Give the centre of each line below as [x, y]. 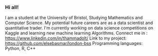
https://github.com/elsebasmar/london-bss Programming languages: [74, 43]
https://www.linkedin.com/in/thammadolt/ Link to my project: [66, 38]
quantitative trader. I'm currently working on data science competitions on [79, 28]
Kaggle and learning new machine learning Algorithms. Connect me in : [76, 33]
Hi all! [12, 7]
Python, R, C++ [20, 49]
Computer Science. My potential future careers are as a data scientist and [79, 23]
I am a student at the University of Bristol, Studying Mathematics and [74, 18]
